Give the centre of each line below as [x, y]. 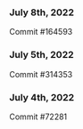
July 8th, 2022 [41, 12]
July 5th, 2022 [41, 55]
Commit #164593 [41, 32]
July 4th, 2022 [42, 97]
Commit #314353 [41, 74]
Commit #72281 [38, 117]
